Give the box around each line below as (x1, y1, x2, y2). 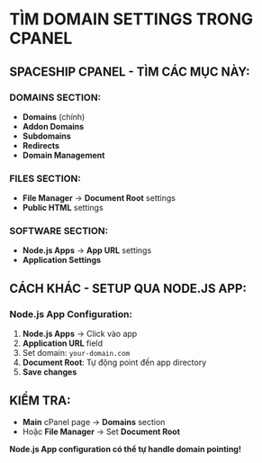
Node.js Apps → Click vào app (22, 329, 138, 340)
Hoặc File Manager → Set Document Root (22, 426, 181, 437)
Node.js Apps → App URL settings (22, 245, 152, 256)
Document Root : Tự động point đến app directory (22, 357, 207, 368)
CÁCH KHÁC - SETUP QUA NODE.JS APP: (9, 280, 248, 296)
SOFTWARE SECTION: (9, 225, 109, 238)
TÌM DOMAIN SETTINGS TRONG (9, 9, 254, 30)
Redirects (22, 140, 60, 150)
